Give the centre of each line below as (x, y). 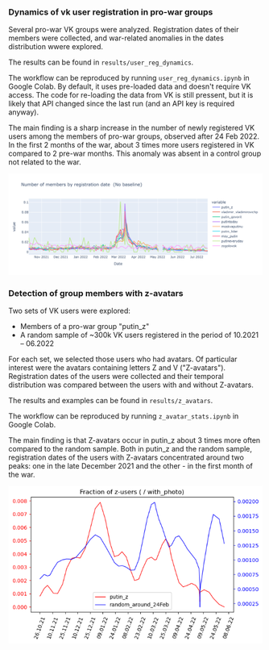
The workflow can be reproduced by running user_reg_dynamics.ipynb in (129, 78)
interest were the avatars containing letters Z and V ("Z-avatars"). (117, 367)
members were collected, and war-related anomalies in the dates (116, 38)
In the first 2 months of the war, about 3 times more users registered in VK (132, 145)
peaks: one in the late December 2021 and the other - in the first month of (131, 465)
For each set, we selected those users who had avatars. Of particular (123, 359)
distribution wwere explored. (56, 47)
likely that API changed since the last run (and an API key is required (122, 104)
